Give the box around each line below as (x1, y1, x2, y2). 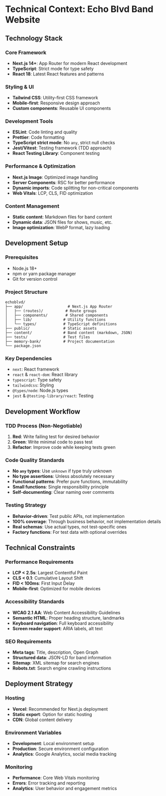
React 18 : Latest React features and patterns (12, 71, 104, 77)
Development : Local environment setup (12, 740, 95, 746)
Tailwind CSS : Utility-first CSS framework (12, 95, 98, 101)
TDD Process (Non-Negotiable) (5, 422, 82, 429)
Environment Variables (5, 729, 62, 736)
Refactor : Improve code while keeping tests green (12, 444, 116, 450)
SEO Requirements (5, 638, 52, 645)
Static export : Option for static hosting (12, 711, 92, 717)
